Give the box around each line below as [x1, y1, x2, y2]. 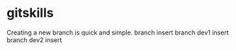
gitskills [6, 5, 54, 21]
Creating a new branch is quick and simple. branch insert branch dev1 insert [6, 28, 229, 37]
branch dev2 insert [6, 35, 62, 44]
